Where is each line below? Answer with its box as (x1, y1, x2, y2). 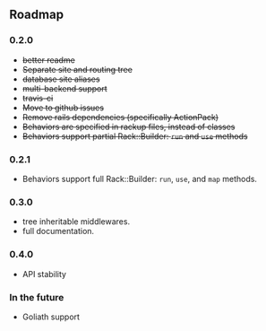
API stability (21, 268, 67, 279)
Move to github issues (21, 102, 105, 113)
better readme (21, 54, 76, 65)
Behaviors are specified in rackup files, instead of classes (21, 121, 236, 132)
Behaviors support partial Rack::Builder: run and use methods (21, 130, 248, 142)
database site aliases (21, 74, 100, 84)
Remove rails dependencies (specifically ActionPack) (21, 111, 219, 122)
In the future (9, 291, 64, 303)
